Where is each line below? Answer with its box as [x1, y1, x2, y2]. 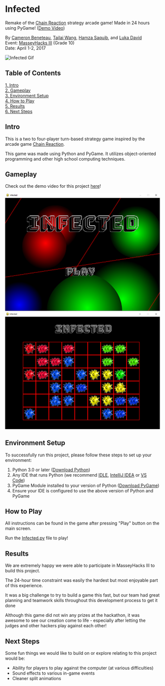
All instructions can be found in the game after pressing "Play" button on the [5, 520, 160, 526]
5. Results [5, 103, 25, 109]
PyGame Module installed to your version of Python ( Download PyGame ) [12, 483, 160, 488]
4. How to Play [5, 98, 35, 104]
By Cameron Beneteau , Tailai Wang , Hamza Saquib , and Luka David [5, 35, 142, 40]
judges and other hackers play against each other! [5, 623, 107, 629]
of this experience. [5, 583, 43, 589]
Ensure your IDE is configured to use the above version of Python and [12, 487, 154, 493]
